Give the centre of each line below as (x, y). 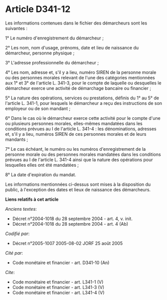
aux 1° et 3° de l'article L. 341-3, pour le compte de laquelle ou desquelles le (83, 83)
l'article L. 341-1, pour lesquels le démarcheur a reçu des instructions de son (84, 103)
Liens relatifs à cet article (32, 199)
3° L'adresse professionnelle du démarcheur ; (52, 62)
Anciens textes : (21, 209)
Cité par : (14, 253)
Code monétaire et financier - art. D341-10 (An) (61, 263)
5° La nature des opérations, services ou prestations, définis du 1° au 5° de (82, 98)
